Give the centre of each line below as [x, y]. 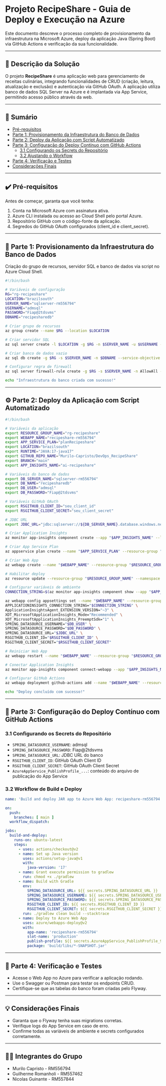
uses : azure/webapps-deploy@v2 [55, 923]
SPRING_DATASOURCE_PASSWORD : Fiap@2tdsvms [57, 750]
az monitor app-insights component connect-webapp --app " [67, 669]
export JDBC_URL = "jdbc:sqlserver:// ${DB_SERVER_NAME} [62, 524]
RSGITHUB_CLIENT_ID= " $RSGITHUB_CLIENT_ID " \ [52, 638]
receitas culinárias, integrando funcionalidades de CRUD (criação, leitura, [80, 81]
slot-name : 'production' [53, 937]
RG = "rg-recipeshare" [26, 294]
